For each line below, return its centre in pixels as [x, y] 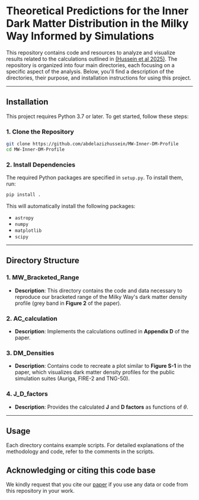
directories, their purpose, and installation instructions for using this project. [99, 78]
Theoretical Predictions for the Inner [97, 11]
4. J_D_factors [27, 394]
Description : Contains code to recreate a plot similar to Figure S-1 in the [103, 366]
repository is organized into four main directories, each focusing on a [90, 65]
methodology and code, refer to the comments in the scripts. [80, 451]
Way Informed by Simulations [80, 36]
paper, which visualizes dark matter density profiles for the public [94, 372]
